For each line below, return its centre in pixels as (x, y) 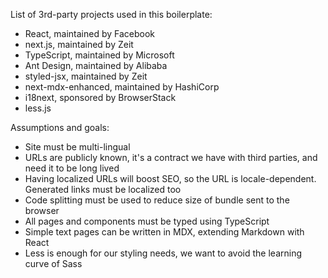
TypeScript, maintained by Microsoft (99, 55)
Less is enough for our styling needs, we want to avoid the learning (163, 253)
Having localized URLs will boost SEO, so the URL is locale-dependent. (170, 178)
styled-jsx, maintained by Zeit (86, 76)
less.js (38, 108)
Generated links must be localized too (103, 189)
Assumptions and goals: (60, 127)
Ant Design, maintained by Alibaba (96, 65)
